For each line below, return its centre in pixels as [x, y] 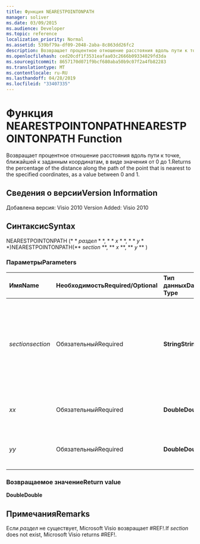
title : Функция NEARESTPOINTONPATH [50, 12]
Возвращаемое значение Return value [64, 482]
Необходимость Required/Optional [107, 285]
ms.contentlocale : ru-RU [37, 73]
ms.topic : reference [32, 34]
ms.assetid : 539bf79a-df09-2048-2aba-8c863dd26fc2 [70, 45]
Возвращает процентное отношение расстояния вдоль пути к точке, [93, 155]
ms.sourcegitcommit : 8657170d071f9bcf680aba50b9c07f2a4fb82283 [86, 62]
